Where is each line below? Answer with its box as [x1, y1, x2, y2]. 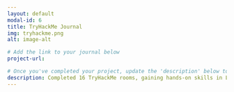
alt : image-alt [7, 36, 52, 43]
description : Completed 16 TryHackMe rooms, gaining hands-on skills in [7, 74, 223, 81]
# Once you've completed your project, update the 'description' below [7, 68, 219, 75]
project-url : [7, 55, 45, 63]
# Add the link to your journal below [7, 49, 120, 56]
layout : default [7, 10, 54, 17]
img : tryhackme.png [7, 29, 64, 37]
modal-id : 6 [7, 17, 42, 24]
